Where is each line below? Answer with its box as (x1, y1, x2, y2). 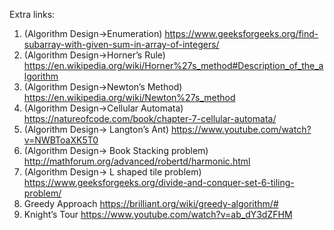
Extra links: (9, 9, 56, 20)
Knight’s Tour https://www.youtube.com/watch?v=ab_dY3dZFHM (23, 209, 293, 220)
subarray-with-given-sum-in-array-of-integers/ (23, 39, 220, 50)
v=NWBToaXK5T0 (23, 134, 99, 146)
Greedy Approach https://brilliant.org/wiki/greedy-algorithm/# (23, 198, 279, 209)
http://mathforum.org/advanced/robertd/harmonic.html (23, 155, 251, 167)
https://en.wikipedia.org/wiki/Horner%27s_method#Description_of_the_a (23, 60, 324, 71)
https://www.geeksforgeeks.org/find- (164, 28, 319, 39)
